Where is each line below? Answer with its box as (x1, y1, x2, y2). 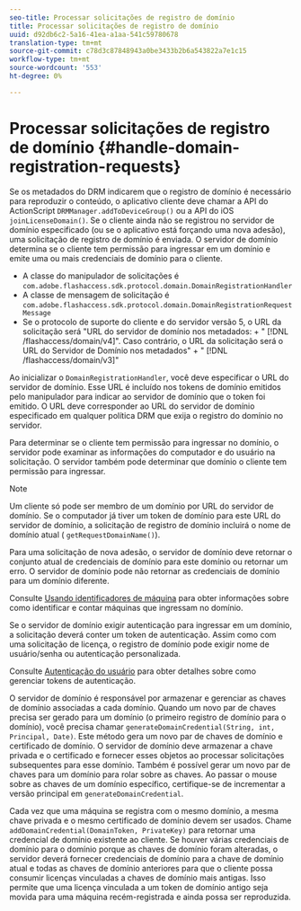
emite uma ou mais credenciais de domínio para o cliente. (9, 252, 223, 263)
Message (22, 308, 51, 317)
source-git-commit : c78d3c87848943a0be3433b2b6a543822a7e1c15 (9, 47, 247, 56)
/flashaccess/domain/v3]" (22, 354, 120, 365)
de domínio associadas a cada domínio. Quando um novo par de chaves (9, 702, 277, 712)
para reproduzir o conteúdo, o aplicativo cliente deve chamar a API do (9, 195, 269, 207)
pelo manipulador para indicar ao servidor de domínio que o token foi (9, 391, 266, 402)
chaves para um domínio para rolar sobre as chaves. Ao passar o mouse (9, 769, 278, 780)
